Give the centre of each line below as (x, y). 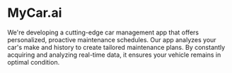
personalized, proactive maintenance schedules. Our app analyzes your (112, 39)
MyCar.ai (35, 13)
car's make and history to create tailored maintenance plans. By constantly (116, 47)
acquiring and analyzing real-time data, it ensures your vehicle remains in (114, 55)
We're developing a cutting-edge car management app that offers (103, 32)
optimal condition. (34, 62)
